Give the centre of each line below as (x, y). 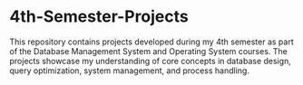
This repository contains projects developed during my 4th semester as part (152, 42)
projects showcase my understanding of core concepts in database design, (151, 61)
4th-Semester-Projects (99, 17)
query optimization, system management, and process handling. (129, 71)
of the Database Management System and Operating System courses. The (149, 51)
